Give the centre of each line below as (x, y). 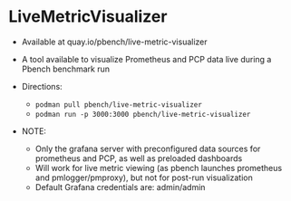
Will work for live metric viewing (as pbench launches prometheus (159, 167)
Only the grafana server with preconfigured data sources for (148, 148)
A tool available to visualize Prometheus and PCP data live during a (146, 59)
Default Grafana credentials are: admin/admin (120, 187)
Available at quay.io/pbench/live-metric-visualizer (114, 42)
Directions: (42, 86)
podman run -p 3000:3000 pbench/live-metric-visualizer (143, 114)
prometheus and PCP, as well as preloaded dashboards (139, 158)
